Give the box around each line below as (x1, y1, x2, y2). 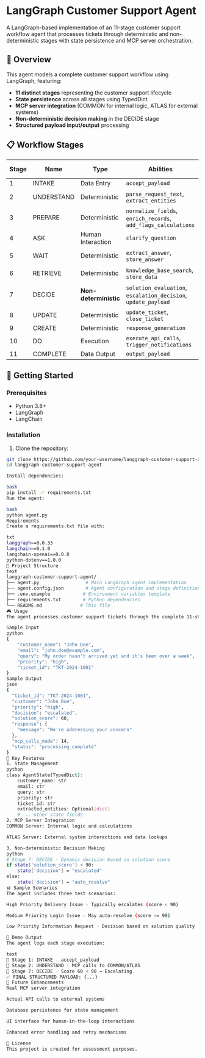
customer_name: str (17, 778, 67, 784)
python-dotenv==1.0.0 (6, 557, 62, 563)
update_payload (126, 298, 170, 306)
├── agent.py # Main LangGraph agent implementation (6, 580, 187, 586)
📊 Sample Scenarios (6, 885, 58, 891)
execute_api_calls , (126, 334, 181, 342)
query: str (17, 789, 45, 795)
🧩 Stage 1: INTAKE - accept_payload (6, 957, 99, 963)
